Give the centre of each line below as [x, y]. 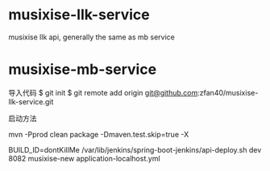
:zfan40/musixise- [228, 92]
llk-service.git [31, 101]
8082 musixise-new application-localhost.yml [84, 158]
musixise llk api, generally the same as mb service [92, 37]
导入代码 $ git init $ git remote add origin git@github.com [103, 92]
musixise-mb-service [83, 69]
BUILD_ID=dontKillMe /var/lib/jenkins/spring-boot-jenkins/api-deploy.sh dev [135, 149]
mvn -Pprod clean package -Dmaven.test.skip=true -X [99, 134]
